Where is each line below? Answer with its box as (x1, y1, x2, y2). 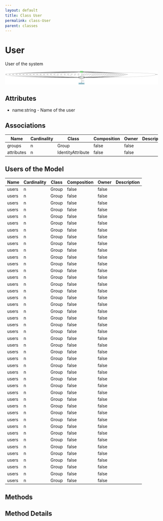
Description (115, 179, 140, 185)
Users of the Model (5, 165, 64, 173)
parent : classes (5, 23, 38, 28)
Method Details (5, 509, 52, 518)
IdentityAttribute (57, 149, 90, 155)
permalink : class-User (5, 18, 51, 23)
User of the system (5, 61, 44, 67)
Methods (5, 493, 33, 501)
